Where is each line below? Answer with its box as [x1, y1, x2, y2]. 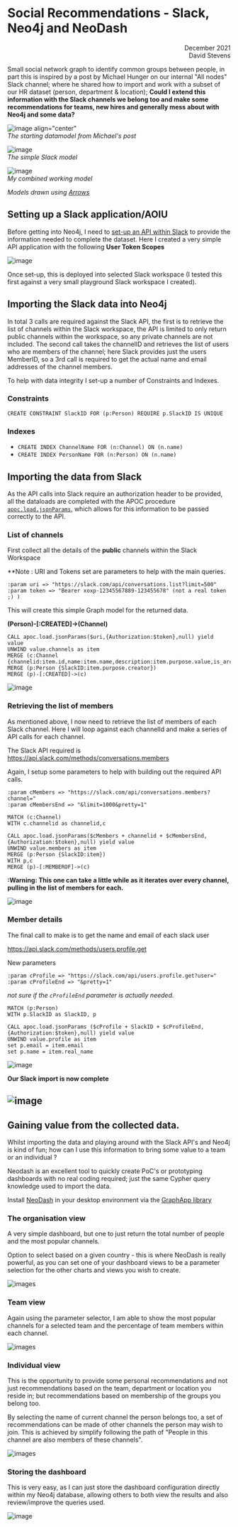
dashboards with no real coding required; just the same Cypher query [7, 1175, 211, 1183]
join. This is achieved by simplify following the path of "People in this [7, 1428, 208, 1436]
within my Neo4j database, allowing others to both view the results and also [7, 1491, 229, 1499]
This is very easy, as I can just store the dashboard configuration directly [7, 1483, 220, 1491]
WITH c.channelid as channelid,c [7, 819, 106, 827]
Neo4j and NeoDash [7, 20, 128, 36]
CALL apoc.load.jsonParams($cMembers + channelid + [7, 832, 163, 839]
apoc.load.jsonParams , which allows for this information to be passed [7, 504, 209, 513]
